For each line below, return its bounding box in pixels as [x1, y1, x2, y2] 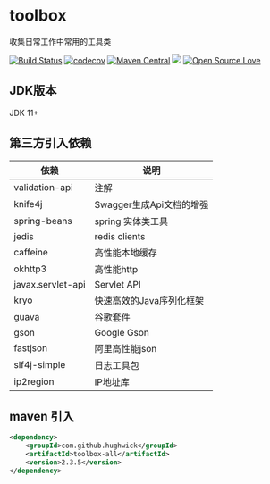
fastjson [13, 341, 47, 354]
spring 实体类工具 [94, 215, 169, 228]
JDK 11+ [9, 107, 39, 118]
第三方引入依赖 [9, 136, 92, 151]
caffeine [13, 246, 49, 258]
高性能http [94, 263, 139, 275]
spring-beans [13, 214, 73, 227]
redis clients [94, 229, 146, 242]
